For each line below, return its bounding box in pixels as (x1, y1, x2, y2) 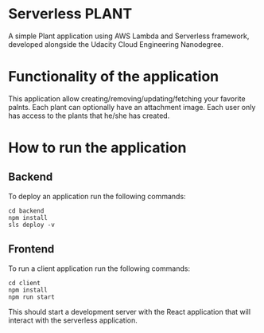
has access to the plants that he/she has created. (8, 111, 170, 120)
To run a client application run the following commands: (8, 264, 191, 273)
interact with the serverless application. (8, 315, 138, 325)
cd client (8, 279, 41, 287)
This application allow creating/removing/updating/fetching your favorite (8, 93, 246, 104)
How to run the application (8, 139, 187, 157)
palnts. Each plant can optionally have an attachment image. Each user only (8, 102, 256, 112)
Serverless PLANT (8, 5, 133, 23)
